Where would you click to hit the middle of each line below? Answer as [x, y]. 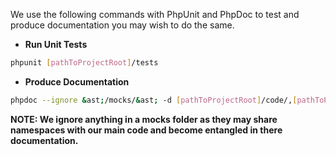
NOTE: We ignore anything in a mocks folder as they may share [144, 119]
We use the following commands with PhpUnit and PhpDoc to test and [155, 14]
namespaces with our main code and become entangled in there [146, 130]
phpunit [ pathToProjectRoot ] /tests [84, 63]
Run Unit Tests [56, 44]
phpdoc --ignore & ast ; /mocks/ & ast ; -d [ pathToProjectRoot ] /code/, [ [154, 100]
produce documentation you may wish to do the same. [122, 25]
